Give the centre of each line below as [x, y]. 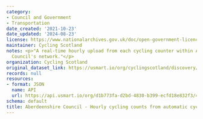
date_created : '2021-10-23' [42, 29]
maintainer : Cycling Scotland [44, 46]
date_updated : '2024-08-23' [42, 34]
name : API [24, 90]
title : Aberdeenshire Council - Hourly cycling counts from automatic [97, 107]
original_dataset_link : [36, 68]
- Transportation [28, 23]
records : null [24, 73]
